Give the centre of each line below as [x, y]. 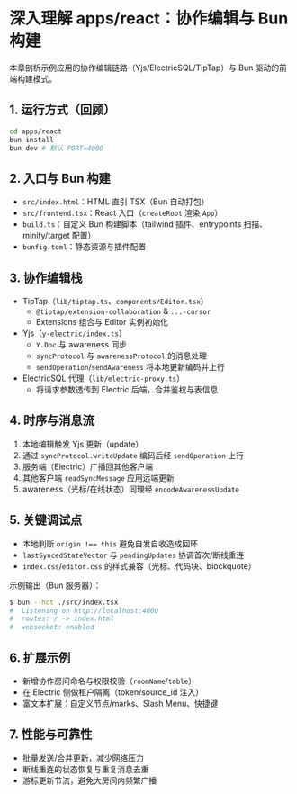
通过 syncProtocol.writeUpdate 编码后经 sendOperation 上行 [133, 455]
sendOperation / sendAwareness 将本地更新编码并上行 [130, 367]
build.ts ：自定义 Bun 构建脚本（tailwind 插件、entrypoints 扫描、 [145, 224]
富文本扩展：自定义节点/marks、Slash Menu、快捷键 [120, 703]
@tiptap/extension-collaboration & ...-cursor [123, 311]
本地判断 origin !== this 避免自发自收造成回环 [110, 543]
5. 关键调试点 [46, 520]
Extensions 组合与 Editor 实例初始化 [102, 322]
